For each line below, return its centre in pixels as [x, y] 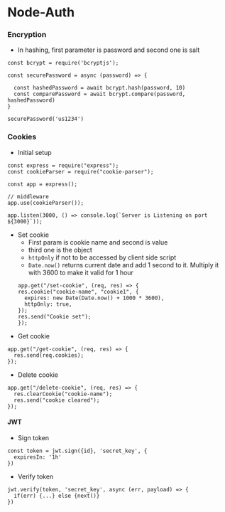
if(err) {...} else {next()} [57, 496]
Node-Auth [41, 12]
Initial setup [34, 152]
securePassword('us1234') [45, 119]
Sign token [33, 437]
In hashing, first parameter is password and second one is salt [109, 50]
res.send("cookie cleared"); [57, 400]
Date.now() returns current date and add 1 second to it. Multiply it [123, 265]
